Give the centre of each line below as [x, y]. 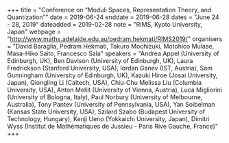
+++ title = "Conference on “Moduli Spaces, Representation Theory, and [109, 10]
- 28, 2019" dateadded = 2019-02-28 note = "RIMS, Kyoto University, [105, 24]
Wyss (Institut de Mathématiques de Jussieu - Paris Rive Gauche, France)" [112, 126]
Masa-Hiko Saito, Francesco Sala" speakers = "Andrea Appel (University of [113, 53]
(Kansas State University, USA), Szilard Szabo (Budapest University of [106, 112]
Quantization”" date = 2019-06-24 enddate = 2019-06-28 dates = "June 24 [113, 17]
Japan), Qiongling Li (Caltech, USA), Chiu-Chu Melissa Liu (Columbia [105, 82]
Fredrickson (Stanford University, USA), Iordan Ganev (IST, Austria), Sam [110, 68]
